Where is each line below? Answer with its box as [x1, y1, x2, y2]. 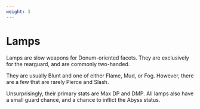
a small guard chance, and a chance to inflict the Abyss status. [6, 96, 161, 103]
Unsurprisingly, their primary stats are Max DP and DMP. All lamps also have [6, 90, 194, 97]
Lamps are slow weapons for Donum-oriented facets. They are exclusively [6, 54, 189, 61]
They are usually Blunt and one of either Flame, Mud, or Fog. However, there [6, 72, 194, 79]
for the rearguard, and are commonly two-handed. [6, 60, 130, 67]
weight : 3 [6, 8, 31, 15]
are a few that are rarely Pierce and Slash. [6, 78, 109, 85]
